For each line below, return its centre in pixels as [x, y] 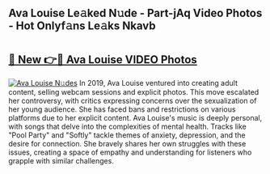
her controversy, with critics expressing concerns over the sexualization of [133, 101]
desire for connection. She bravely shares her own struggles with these [127, 144]
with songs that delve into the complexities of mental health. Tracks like [127, 126]
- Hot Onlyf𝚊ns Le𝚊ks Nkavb [82, 26]
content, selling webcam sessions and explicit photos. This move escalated [134, 92]
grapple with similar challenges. [61, 161]
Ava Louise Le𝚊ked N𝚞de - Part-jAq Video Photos [135, 13]
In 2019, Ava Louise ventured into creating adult [159, 83]
